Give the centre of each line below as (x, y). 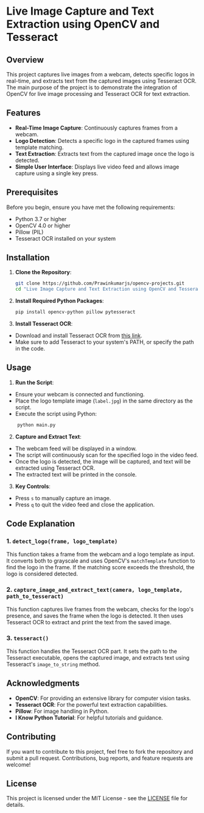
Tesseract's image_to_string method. (53, 665)
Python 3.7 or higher (41, 219)
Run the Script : (34, 382)
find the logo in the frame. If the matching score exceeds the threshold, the (100, 567)
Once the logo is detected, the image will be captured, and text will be (103, 461)
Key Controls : (33, 486)
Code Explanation (40, 524)
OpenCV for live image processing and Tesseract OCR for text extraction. (98, 94)
